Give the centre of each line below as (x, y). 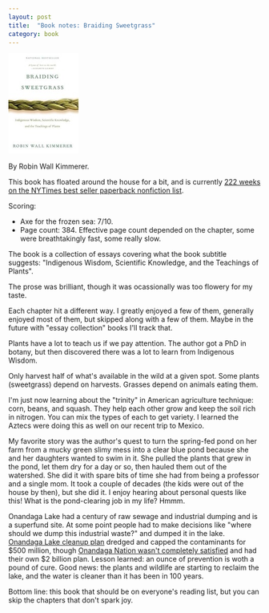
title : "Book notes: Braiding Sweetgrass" (82, 25)
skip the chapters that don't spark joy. (71, 600)
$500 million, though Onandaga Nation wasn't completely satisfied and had (133, 550)
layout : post (30, 17)
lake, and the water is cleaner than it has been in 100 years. (106, 576)
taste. (18, 295)
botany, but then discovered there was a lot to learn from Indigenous (121, 352)
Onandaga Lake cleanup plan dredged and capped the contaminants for (127, 542)
